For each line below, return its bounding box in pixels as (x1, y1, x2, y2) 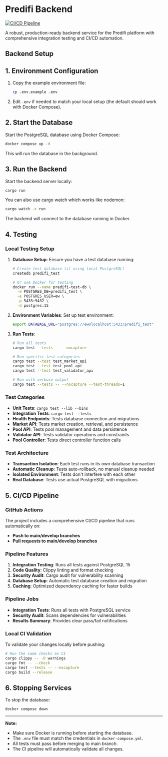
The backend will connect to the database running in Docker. (5, 216, 131, 222)
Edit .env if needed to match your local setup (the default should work (12, 99, 156, 105)
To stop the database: (5, 697, 50, 703)
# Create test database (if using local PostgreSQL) (12, 266, 125, 271)
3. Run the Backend (5, 165, 67, 174)
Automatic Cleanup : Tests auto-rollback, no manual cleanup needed (12, 466, 155, 472)
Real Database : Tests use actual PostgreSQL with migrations (12, 477, 138, 483)
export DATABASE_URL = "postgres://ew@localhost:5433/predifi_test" (12, 322, 154, 327)
